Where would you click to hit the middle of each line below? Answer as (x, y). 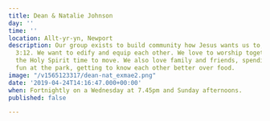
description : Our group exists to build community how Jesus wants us (129, 46)
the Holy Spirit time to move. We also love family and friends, (127, 61)
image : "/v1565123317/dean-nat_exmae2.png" (82, 75)
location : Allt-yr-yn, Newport (61, 38)
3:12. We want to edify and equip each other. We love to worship (129, 53)
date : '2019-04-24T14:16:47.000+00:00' (75, 83)
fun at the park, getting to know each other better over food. (125, 68)
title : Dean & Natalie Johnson (61, 16)
